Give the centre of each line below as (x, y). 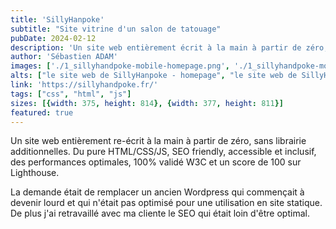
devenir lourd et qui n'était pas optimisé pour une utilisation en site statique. (166, 203)
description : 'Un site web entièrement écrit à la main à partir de (156, 47)
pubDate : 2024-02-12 (53, 38)
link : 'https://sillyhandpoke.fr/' (84, 85)
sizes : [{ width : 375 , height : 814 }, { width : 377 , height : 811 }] (147, 103)
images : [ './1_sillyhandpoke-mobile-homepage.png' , (120, 66)
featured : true (42, 112)
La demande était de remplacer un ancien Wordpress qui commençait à (157, 192)
